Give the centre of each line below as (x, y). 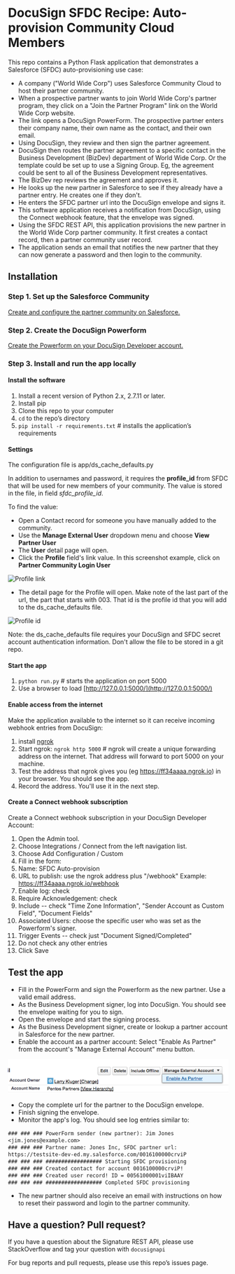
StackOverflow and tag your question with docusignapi (87, 1249)
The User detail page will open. (63, 550)
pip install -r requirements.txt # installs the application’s (105, 426)
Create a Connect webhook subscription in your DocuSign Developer (107, 817)
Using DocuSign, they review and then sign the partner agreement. (114, 142)
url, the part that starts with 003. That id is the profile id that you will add (122, 600)
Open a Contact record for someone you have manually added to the (117, 521)
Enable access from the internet (56, 705)
